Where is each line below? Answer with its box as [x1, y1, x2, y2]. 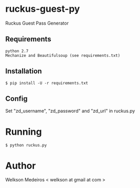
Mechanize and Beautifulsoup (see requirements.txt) [5, 53, 121, 58]
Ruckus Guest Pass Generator [5, 20, 69, 26]
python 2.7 [5, 48, 29, 54]
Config [5, 94, 28, 103]
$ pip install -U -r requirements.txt [5, 80, 88, 86]
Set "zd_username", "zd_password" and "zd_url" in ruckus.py [5, 108, 135, 114]
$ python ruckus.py [5, 143, 47, 148]
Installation [5, 67, 42, 76]
